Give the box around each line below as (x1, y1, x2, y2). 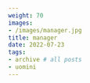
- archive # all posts (8, 56, 82, 64)
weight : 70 (8, 11, 44, 20)
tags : (8, 48, 26, 56)
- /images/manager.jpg (8, 26, 82, 34)
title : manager (8, 33, 58, 42)
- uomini (8, 63, 37, 71)
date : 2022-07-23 (8, 41, 65, 49)
